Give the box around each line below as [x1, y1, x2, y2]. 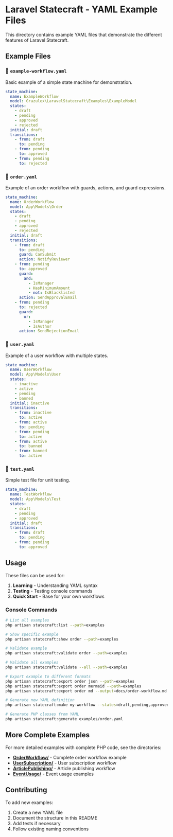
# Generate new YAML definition [5, 698, 75, 703]
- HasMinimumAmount [28, 286, 71, 291]
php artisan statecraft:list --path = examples [5, 622, 105, 628]
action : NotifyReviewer [19, 257, 71, 262]
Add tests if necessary [12, 820, 61, 826]
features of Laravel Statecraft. [5, 37, 69, 43]
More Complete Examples [5, 731, 90, 739]
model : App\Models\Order [10, 204, 63, 209]
